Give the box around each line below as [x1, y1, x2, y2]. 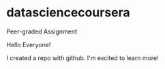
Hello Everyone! [6, 40, 51, 49]
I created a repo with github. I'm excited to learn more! [6, 53, 159, 62]
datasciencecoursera [6, 5, 130, 20]
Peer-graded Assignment [6, 27, 78, 36]
